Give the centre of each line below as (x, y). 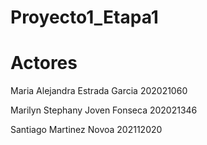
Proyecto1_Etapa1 (84, 17)
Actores (44, 63)
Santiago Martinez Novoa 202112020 (86, 130)
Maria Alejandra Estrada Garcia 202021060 (99, 91)
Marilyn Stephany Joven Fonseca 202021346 (104, 110)
